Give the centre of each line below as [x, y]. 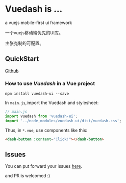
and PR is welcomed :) [28, 176]
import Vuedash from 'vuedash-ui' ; [41, 116]
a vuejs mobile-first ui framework [39, 23]
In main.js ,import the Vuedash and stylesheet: [52, 103]
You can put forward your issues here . [44, 166]
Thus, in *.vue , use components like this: [46, 130]
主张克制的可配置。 [25, 43]
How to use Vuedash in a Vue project [50, 83]
